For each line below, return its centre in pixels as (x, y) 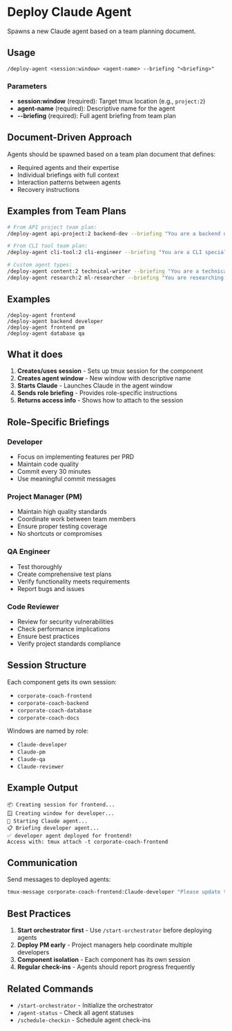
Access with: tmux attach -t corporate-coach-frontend (88, 842)
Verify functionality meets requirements (73, 581)
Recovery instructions (48, 189)
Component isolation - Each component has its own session (104, 960)
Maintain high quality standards (62, 512)
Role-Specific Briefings (58, 422)
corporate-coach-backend (53, 703)
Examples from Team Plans (67, 211)
